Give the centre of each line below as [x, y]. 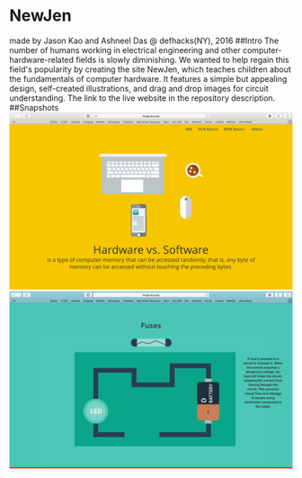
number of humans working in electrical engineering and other [125, 50]
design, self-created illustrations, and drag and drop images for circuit [139, 88]
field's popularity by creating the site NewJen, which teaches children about [151, 69]
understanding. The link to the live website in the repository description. [142, 98]
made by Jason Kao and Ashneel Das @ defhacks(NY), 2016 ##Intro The [144, 41]
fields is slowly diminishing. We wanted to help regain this [182, 59]
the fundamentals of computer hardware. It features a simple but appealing [148, 78]
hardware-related [42, 59]
